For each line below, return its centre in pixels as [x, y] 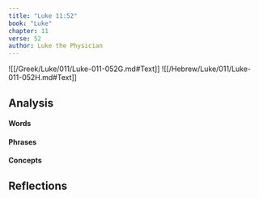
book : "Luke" [30, 23]
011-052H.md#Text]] [42, 78]
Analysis [31, 103]
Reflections [38, 185]
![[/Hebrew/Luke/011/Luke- [206, 69]
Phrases [23, 141]
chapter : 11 [28, 31]
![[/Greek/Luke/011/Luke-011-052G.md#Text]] [84, 69]
